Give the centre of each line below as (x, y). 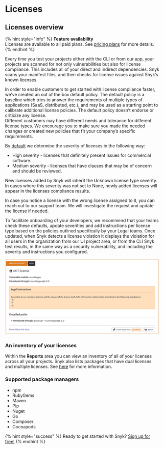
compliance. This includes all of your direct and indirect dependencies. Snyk (82, 69)
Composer (23, 421)
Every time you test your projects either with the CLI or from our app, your (80, 59)
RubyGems (23, 395)
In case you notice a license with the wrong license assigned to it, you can (80, 200)
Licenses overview (34, 27)
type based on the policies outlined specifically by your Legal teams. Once (80, 231)
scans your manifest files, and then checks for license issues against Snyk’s (82, 74)
